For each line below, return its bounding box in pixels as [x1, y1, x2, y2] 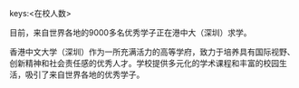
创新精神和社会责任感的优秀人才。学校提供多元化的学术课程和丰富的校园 [9, 58, 279, 68]
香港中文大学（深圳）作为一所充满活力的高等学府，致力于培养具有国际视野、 [9, 46, 295, 57]
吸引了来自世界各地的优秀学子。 [24, 69, 145, 80]
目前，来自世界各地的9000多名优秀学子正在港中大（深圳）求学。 [9, 27, 252, 38]
